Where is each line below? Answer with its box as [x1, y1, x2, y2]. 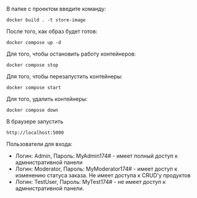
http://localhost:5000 [6, 130, 64, 136]
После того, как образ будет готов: [6, 28, 98, 35]
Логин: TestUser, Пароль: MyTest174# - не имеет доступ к [15, 178, 166, 185]
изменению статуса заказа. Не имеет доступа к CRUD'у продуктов [15, 172, 191, 179]
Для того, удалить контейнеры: [6, 95, 88, 103]
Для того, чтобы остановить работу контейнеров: [6, 50, 136, 57]
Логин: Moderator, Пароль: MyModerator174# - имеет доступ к [15, 165, 178, 172]
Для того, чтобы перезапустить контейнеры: [6, 73, 123, 80]
